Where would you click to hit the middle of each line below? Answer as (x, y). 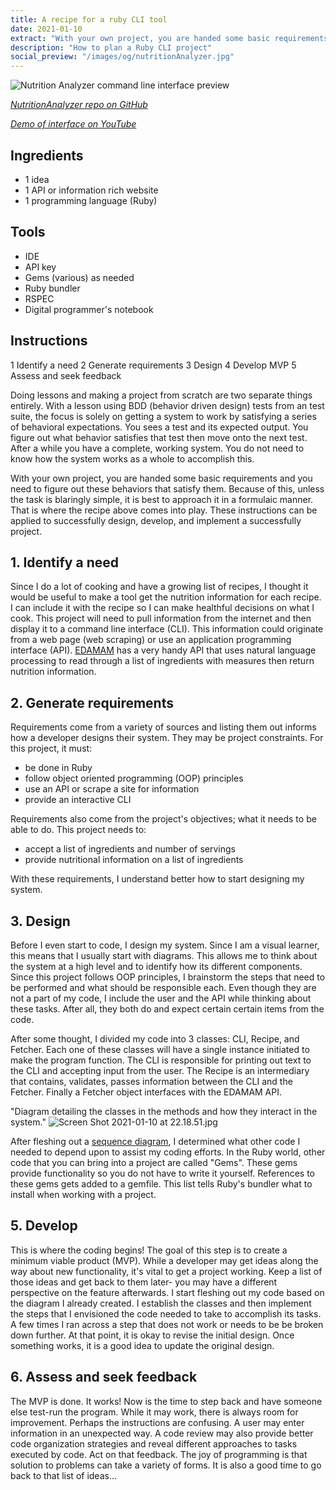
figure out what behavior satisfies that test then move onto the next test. (159, 437)
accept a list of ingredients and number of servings (130, 849)
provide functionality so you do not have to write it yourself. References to (162, 1173)
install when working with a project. (83, 1194)
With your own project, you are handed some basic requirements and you (161, 478)
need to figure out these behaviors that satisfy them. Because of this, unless (167, 488)
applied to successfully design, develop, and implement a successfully (156, 520)
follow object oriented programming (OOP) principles (134, 778)
